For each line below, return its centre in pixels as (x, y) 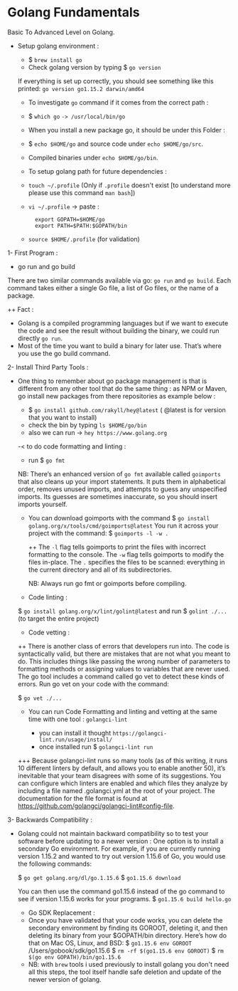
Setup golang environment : (58, 46)
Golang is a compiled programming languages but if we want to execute (123, 323)
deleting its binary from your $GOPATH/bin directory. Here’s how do (128, 935)
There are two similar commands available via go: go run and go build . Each (119, 280)
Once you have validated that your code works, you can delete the (125, 920)
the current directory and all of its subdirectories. (100, 570)
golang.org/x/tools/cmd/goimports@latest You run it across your (123, 525)
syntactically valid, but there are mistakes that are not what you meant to (124, 654)
